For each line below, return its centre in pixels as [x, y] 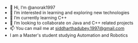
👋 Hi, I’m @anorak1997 [32, 7]
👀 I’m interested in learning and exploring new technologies [69, 13]
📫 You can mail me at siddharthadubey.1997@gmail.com [67, 28]
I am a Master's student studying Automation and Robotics [69, 35]
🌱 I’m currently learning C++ [38, 18]
